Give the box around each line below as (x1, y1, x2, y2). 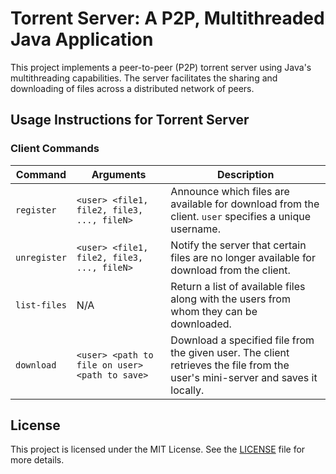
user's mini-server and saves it (170, 370, 318, 384)
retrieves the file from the (170, 358, 290, 372)
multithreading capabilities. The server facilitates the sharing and (10, 72, 278, 84)
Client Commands (10, 142, 100, 156)
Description (216, 167, 275, 181)
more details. (10, 454, 65, 466)
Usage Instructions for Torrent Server (10, 112, 250, 129)
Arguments (91, 167, 147, 181)
